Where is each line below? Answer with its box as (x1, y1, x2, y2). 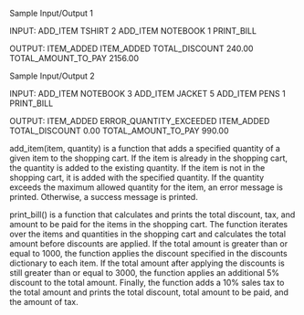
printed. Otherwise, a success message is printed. (9, 192, 198, 202)
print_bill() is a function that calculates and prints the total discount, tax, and (9, 209, 296, 220)
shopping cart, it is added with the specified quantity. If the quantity (9, 173, 265, 183)
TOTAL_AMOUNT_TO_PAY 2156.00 (9, 53, 140, 63)
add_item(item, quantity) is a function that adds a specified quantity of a (9, 143, 281, 153)
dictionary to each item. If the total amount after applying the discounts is (9, 257, 285, 268)
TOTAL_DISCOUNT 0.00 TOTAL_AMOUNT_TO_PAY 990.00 (9, 125, 229, 136)
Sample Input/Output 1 (9, 8, 94, 18)
